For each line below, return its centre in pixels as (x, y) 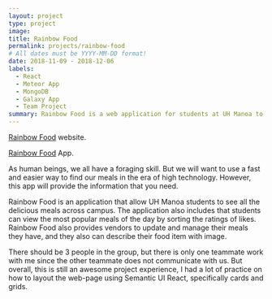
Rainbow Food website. (47, 137)
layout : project (36, 16)
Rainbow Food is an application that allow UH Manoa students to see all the (134, 201)
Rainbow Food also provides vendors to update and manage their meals (129, 227)
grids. (18, 286)
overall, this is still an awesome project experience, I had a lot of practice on (135, 269)
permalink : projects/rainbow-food (67, 46)
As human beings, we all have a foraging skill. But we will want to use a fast (134, 169)
